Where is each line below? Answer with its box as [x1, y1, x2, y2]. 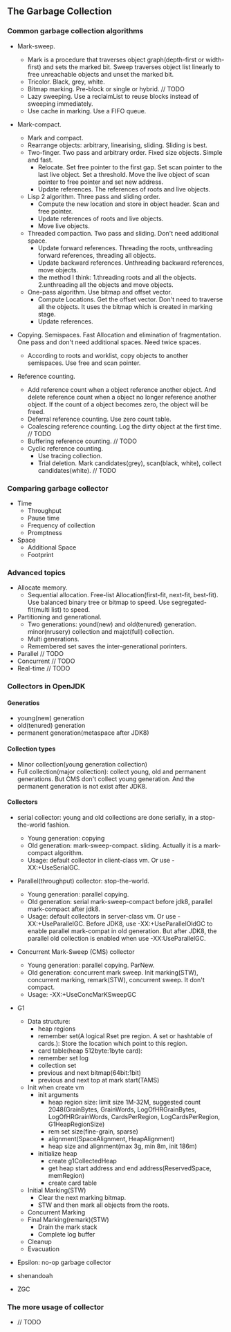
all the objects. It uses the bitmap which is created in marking [37, 302, 213, 310]
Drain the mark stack [37, 1223, 98, 1231]
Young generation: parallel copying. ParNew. [27, 961, 155, 969]
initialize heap [37, 1149, 77, 1157]
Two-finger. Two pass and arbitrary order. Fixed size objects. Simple [27, 148, 223, 156]
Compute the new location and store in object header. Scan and [37, 200, 220, 208]
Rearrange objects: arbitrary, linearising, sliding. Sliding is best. [27, 141, 207, 149]
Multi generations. [27, 635, 80, 644]
